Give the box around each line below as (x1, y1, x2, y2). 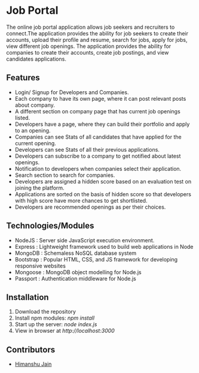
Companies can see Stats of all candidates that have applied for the (14, 133, 182, 140)
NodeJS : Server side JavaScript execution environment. (14, 236, 155, 243)
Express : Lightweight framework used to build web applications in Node (14, 243, 194, 250)
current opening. (14, 139, 57, 147)
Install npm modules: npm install (14, 314, 94, 321)
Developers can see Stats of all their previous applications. (14, 146, 160, 153)
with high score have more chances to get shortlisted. (14, 197, 148, 204)
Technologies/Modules (6, 221, 94, 231)
